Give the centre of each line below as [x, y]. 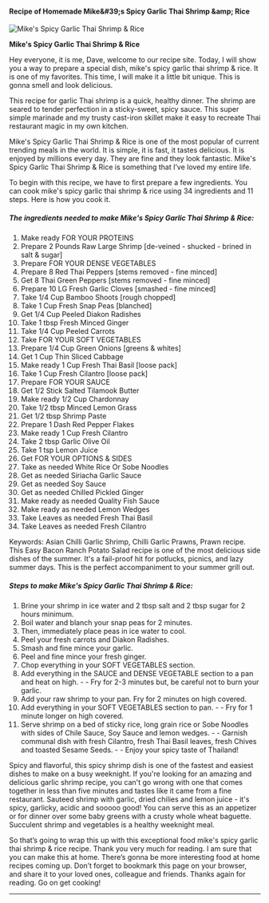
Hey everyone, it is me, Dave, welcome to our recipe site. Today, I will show [133, 60]
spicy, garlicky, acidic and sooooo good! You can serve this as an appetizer [133, 808]
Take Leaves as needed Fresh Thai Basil [87, 518]
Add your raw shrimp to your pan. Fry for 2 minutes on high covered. [133, 699]
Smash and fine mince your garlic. [77, 648]
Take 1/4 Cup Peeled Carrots [67, 331]
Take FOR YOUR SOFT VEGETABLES [81, 340]
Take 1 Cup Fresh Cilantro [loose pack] [84, 374]
